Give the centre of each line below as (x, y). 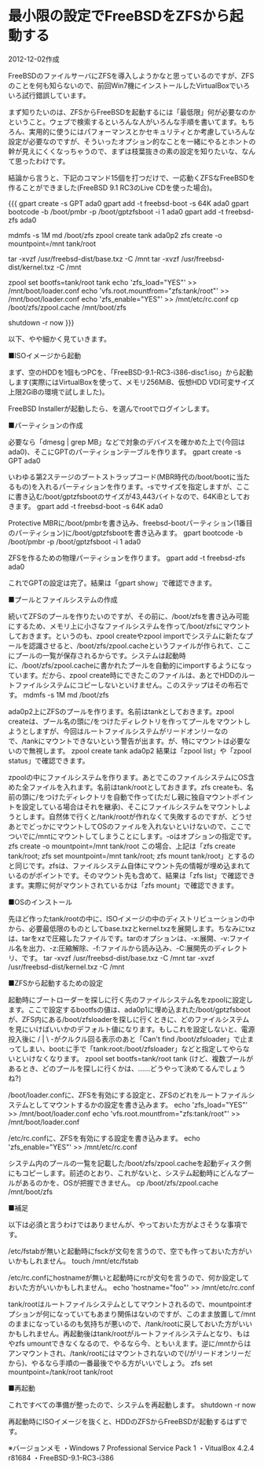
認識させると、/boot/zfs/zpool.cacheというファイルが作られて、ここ (140, 646)
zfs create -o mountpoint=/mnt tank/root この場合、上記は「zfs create (122, 846)
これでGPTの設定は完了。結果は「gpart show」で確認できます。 (112, 583)
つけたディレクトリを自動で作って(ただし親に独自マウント (139, 797)
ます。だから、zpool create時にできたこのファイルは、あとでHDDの (132, 675)
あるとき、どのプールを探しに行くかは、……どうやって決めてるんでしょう (127, 1068)
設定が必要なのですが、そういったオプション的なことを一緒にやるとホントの (132, 141)
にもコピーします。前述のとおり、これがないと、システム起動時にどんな (125, 1173)
